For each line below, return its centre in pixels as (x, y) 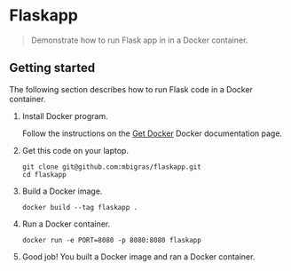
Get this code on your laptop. (75, 150)
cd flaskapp (44, 174)
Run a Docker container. (66, 224)
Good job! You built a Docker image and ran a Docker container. (138, 256)
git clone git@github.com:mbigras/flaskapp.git (111, 167)
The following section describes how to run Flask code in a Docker (131, 89)
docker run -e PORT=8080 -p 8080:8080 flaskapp (111, 240)
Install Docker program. (65, 116)
